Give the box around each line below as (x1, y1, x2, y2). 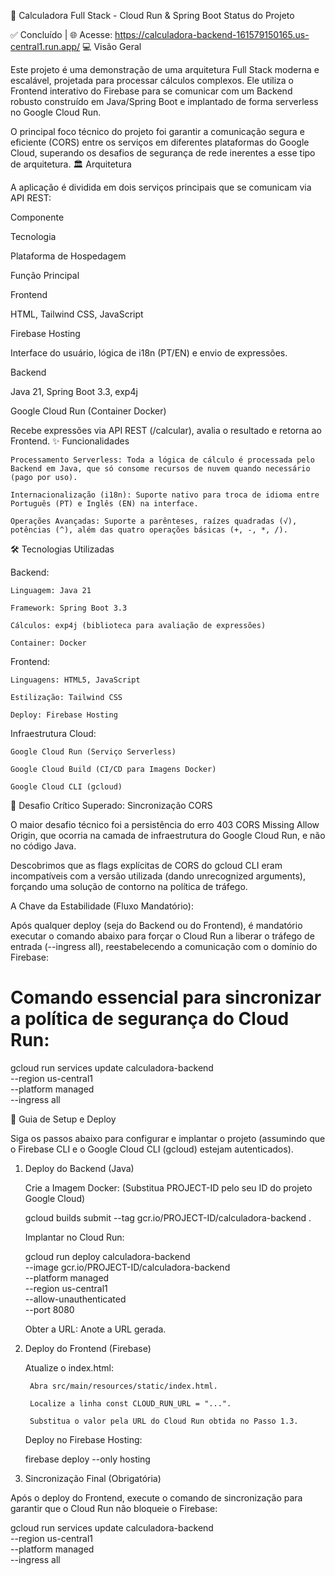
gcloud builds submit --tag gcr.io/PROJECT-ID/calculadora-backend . (24, 1211, 312, 1224)
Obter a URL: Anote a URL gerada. (24, 1323, 167, 1335)
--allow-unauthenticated (24, 1293, 127, 1305)
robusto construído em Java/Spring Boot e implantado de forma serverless (10, 96, 319, 107)
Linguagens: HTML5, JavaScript (10, 675, 141, 685)
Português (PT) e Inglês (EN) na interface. (10, 499, 199, 509)
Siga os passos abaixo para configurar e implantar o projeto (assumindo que (10, 1132, 326, 1144)
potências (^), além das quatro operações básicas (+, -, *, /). (10, 525, 288, 535)
